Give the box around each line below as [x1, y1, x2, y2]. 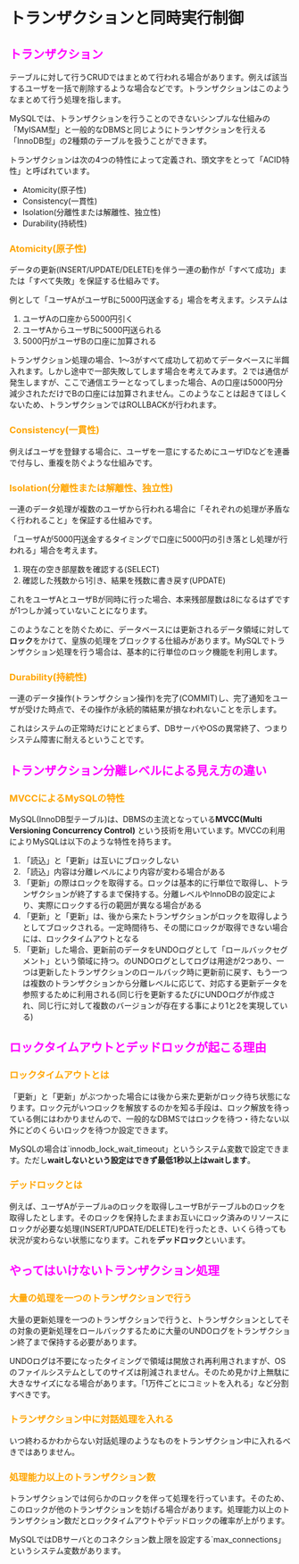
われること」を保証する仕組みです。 [24, 514, 157, 525]
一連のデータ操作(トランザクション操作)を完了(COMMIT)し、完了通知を [9, 693, 273, 703]
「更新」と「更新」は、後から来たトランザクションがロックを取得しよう [21, 911, 288, 921]
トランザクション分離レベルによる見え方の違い [9, 762, 268, 778]
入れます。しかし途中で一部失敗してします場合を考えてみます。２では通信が [9, 366, 289, 377]
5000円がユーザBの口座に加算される [21, 336, 157, 346]
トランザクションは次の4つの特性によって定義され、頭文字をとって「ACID [9, 154, 283, 165]
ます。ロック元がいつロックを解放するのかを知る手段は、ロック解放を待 [16, 1102, 283, 1112]
